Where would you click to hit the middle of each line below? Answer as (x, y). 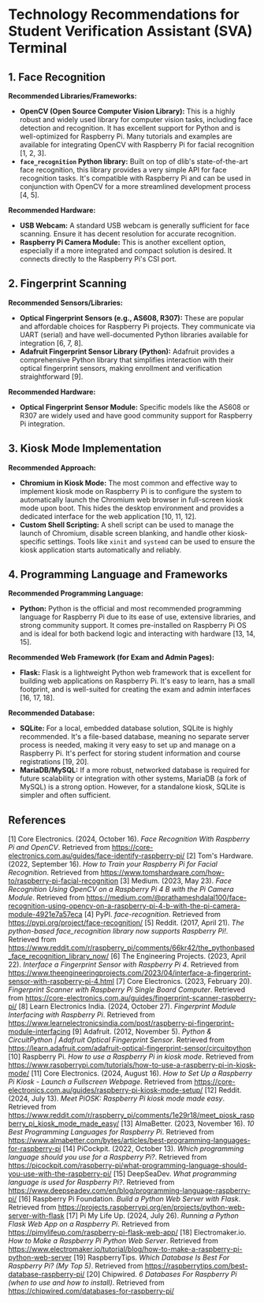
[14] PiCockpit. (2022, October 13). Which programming (153, 1149)
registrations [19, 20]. (54, 762)
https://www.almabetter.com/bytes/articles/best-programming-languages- (129, 1141)
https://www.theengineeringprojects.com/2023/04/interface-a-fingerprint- (130, 973)
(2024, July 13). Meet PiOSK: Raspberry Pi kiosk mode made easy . (117, 1099)
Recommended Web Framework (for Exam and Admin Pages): (112, 657)
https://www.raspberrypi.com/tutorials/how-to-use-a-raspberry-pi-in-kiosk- (132, 1065)
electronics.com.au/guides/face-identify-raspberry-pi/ (97, 856)
